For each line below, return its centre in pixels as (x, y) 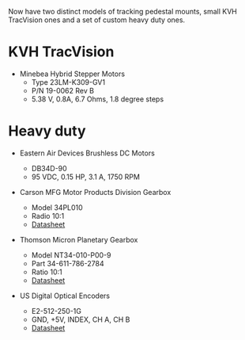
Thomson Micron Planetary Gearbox (79, 239)
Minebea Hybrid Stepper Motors (72, 74)
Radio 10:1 (48, 216)
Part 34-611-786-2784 (68, 263)
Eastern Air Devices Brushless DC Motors (87, 153)
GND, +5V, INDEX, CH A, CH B (81, 319)
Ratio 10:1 (47, 272)
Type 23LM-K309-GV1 (68, 82)
